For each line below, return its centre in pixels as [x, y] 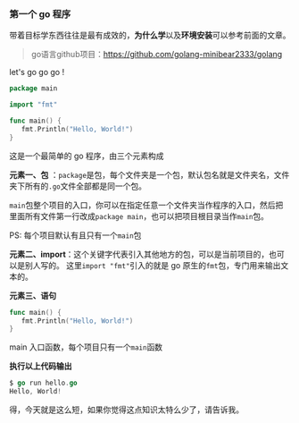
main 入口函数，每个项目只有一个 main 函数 [86, 347]
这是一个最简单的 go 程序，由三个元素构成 [87, 156]
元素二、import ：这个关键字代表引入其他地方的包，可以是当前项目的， [139, 254]
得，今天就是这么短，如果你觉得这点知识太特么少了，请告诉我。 [126, 410]
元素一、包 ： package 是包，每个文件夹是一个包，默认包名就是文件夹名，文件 [149, 174]
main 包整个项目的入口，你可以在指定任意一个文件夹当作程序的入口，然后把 [146, 205]
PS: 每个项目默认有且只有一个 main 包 [75, 235]
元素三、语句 [33, 295]
